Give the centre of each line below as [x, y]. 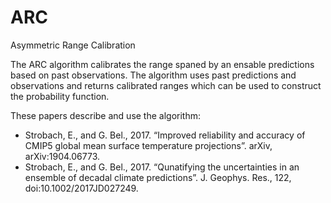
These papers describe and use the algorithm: [106, 115]
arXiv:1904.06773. [62, 156]
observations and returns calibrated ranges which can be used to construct [166, 85]
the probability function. [60, 96]
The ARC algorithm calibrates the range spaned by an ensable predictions [162, 64]
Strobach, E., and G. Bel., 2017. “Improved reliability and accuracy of [165, 135]
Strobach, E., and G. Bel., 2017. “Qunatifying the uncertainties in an [162, 167]
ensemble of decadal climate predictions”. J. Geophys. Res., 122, [158, 177]
